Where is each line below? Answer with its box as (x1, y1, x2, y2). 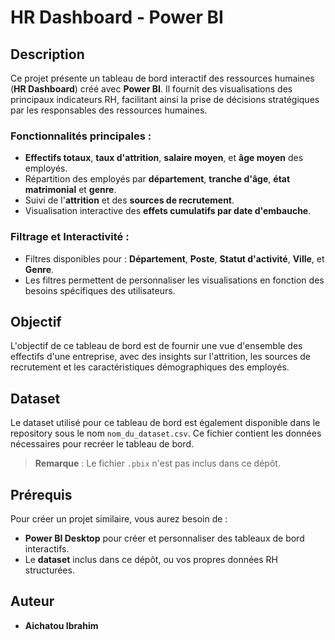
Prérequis (10, 486, 73, 503)
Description (10, 46, 85, 63)
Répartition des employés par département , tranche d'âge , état (24, 173, 291, 185)
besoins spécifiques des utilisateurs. (24, 284, 176, 296)
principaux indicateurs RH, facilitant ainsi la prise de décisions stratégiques (10, 94, 320, 105)
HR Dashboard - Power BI (10, 6, 224, 29)
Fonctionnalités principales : (10, 129, 152, 143)
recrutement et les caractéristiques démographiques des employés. (10, 361, 290, 373)
